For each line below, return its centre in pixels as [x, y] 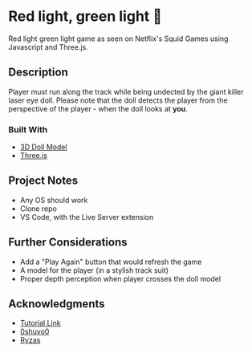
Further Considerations [68, 243]
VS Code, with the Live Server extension [87, 217]
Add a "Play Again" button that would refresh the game [111, 262]
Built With [28, 129]
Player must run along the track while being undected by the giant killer [126, 91]
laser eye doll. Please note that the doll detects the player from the [118, 100]
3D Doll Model [43, 147]
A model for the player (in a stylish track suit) [94, 270]
